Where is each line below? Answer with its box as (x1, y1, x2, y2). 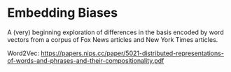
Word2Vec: (7, 49, 40, 57)
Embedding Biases (7, 5, 118, 21)
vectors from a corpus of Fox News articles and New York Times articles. (7, 35, 218, 43)
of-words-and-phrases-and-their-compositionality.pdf (7, 56, 164, 64)
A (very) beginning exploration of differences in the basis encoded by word (7, 28, 224, 36)
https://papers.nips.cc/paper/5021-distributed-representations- (41, 49, 224, 57)
